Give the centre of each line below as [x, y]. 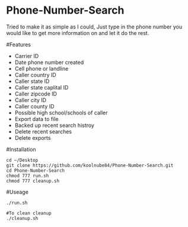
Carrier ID [27, 56]
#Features [19, 44]
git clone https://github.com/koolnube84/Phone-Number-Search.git [90, 165]
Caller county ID [34, 106]
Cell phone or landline [42, 68]
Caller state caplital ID [42, 87]
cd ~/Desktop [22, 160]
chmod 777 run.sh [28, 175]
